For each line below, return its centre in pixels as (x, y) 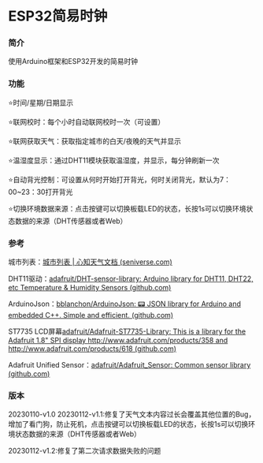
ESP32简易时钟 (58, 16)
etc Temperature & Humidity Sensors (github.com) (90, 288)
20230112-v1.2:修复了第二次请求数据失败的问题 (85, 451)
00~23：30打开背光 (41, 192)
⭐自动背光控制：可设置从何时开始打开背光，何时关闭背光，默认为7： (119, 179)
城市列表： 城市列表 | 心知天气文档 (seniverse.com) (91, 262)
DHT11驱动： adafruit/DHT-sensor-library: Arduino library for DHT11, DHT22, (131, 279)
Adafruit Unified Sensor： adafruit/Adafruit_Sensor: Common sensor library (130, 365)
